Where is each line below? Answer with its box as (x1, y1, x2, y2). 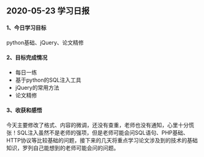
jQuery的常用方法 (15, 84, 59, 91)
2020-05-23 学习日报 (6, 5, 90, 16)
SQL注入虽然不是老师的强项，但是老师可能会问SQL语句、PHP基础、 (17, 129, 189, 136)
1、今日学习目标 (6, 24, 47, 31)
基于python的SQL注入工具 (15, 76, 81, 84)
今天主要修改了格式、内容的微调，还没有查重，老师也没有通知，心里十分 (6, 122, 189, 128)
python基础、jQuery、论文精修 (6, 38, 84, 46)
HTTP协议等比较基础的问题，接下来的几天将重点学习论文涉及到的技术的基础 (6, 137, 198, 144)
